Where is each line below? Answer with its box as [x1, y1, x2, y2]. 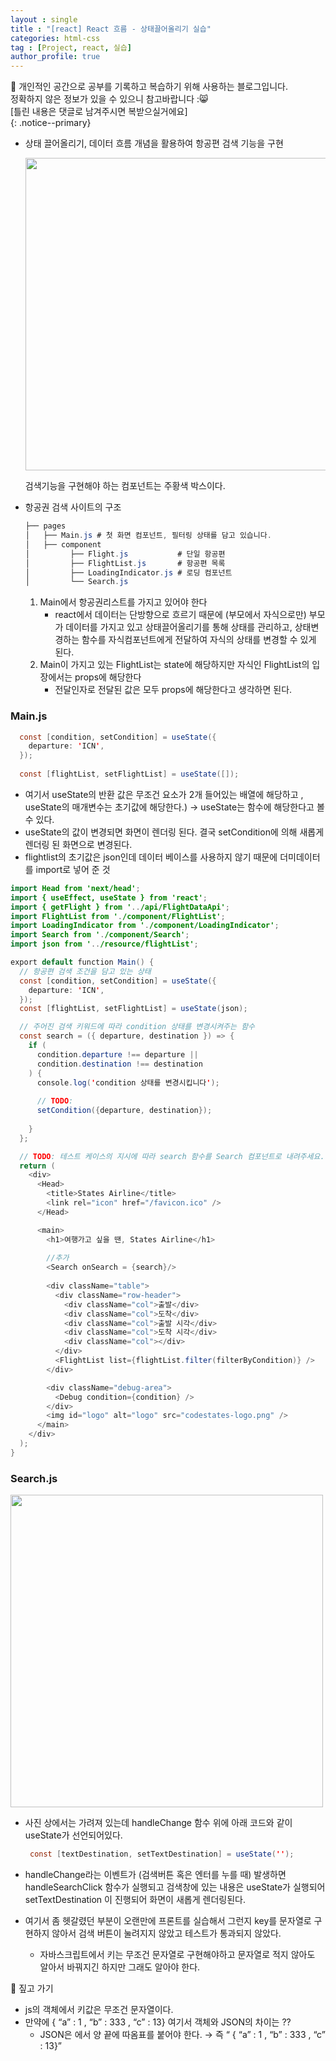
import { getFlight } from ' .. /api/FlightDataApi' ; [10, 902, 230, 912]
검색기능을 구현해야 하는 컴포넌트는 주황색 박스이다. [24, 480, 226, 492]
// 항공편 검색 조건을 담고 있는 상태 [19, 966, 152, 976]
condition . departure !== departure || [36, 1049, 199, 1060]
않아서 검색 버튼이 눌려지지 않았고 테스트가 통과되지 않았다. [51, 1927, 282, 1939]
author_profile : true [10, 52, 101, 62]
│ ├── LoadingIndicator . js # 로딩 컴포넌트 [24, 567, 233, 578]
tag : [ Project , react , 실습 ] [10, 42, 132, 53]
